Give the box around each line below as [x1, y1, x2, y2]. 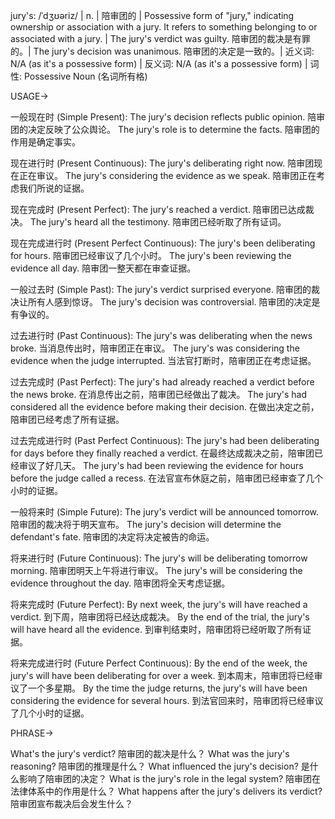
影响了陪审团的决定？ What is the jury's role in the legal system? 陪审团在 [18, 773, 322, 784]
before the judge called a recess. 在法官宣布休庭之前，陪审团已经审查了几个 [10, 472, 324, 484]
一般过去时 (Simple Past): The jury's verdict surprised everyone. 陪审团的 [10, 284, 312, 295]
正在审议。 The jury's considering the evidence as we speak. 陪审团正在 [18, 170, 317, 181]
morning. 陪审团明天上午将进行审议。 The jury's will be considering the [10, 565, 303, 576]
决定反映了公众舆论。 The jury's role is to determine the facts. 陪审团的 [27, 124, 320, 135]
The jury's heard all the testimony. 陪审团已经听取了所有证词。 [29, 216, 287, 228]
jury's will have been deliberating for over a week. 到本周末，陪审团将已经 [10, 670, 315, 681]
